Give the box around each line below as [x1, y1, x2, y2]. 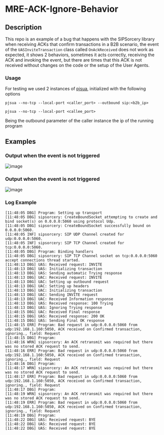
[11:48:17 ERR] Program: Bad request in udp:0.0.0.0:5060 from [5, 374, 138, 379]
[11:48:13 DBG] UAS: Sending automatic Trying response [5, 270, 122, 275]
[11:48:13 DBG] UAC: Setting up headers [5, 283, 90, 289]
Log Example [5, 199, 37, 206]
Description [5, 23, 42, 32]
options [5, 91, 21, 97]
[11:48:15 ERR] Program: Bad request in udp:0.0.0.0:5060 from [5, 322, 138, 327]
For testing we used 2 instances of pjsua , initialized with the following [5, 86, 146, 92]
